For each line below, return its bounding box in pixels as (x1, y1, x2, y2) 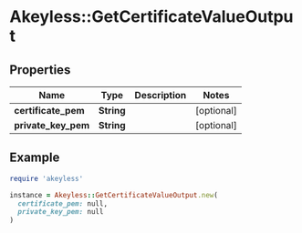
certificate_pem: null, (17, 198, 108, 208)
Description (134, 89, 187, 101)
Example (9, 150, 60, 166)
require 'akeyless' (9, 174, 84, 183)
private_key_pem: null (17, 208, 104, 217)
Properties (9, 62, 71, 77)
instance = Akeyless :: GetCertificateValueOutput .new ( (9, 190, 219, 199)
